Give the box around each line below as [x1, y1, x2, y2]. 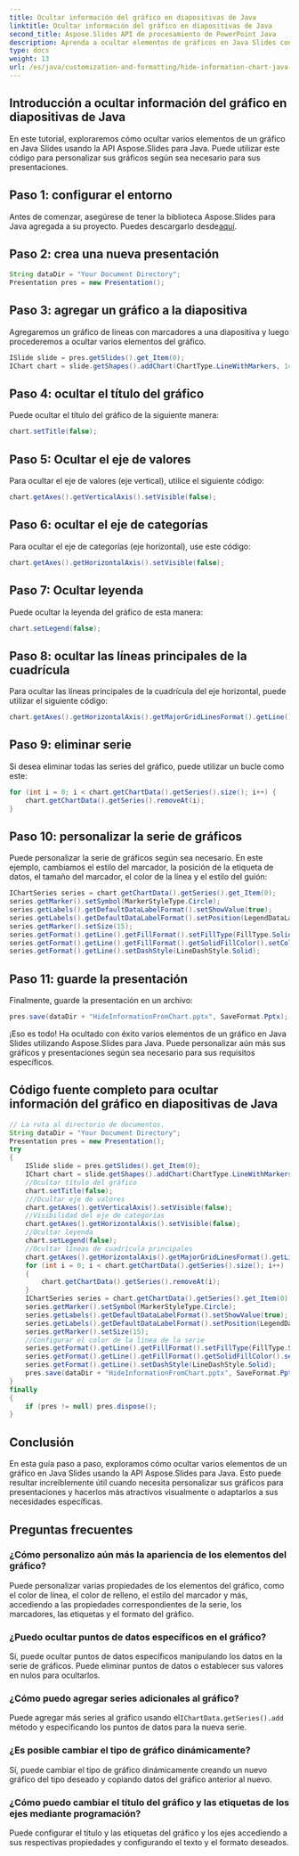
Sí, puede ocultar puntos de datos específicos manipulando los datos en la [9, 1651, 283, 1662]
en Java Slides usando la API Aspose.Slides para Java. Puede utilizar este [9, 143, 280, 153]
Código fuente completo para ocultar [9, 1083, 219, 1098]
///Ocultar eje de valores [25, 1195, 125, 1204]
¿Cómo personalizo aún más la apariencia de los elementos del [9, 1549, 287, 1561]
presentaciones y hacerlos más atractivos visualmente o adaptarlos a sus [9, 1487, 279, 1498]
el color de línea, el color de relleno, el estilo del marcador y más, [9, 1590, 248, 1600]
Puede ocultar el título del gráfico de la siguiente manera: [9, 410, 220, 421]
